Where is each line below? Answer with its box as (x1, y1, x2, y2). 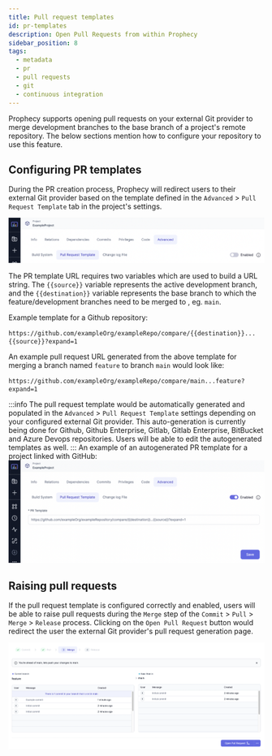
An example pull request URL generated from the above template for (8, 352, 237, 361)
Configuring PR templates (8, 162, 142, 176)
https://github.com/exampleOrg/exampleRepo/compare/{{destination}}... (8, 330, 256, 338)
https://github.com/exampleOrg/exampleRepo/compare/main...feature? (8, 378, 245, 386)
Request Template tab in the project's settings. (8, 201, 162, 211)
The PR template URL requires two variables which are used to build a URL (8, 271, 258, 281)
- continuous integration (15, 90, 104, 98)
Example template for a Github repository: (8, 313, 149, 322)
